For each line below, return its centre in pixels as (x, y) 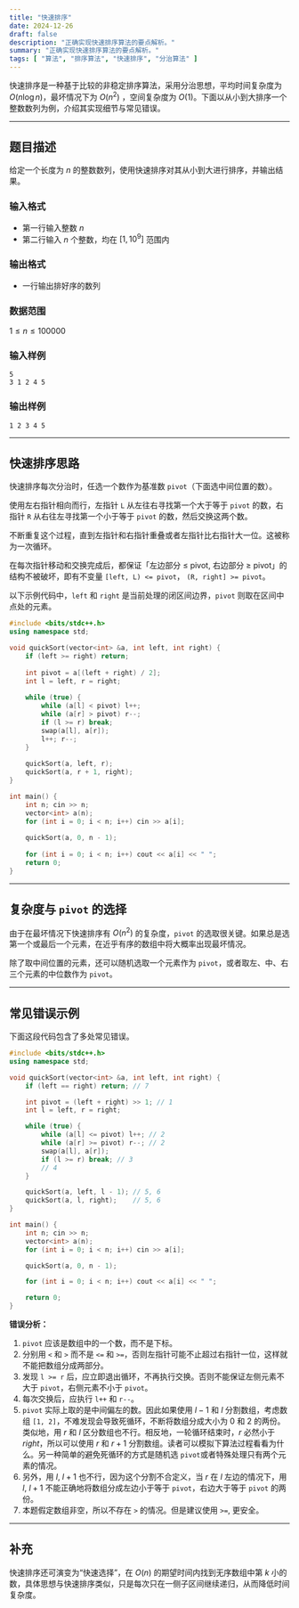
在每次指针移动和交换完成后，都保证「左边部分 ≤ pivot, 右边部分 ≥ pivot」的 (148, 566)
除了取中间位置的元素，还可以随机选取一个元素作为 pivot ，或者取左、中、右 (149, 963)
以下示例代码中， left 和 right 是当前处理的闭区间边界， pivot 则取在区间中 (147, 596)
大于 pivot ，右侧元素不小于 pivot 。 (87, 1388)
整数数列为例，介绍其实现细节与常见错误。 (87, 108)
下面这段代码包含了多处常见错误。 (72, 1037)
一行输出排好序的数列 (61, 285)
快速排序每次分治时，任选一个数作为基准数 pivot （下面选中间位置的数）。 (143, 486)
